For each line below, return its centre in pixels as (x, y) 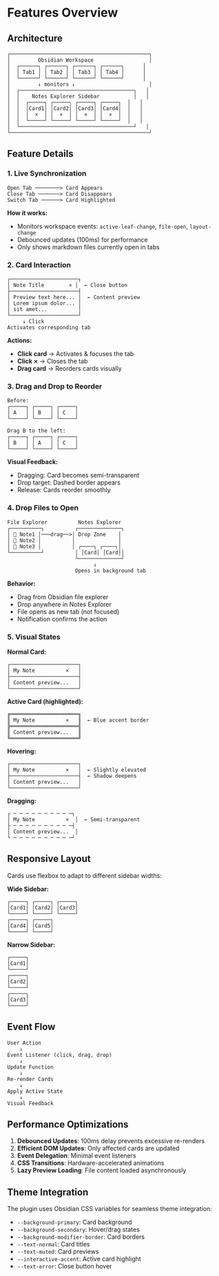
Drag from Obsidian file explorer (63, 597)
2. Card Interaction (39, 265)
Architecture (35, 38)
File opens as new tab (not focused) (68, 611)
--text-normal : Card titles (53, 1244)
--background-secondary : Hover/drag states (78, 1230)
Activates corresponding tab (49, 327)
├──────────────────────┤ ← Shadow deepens (72, 776)
